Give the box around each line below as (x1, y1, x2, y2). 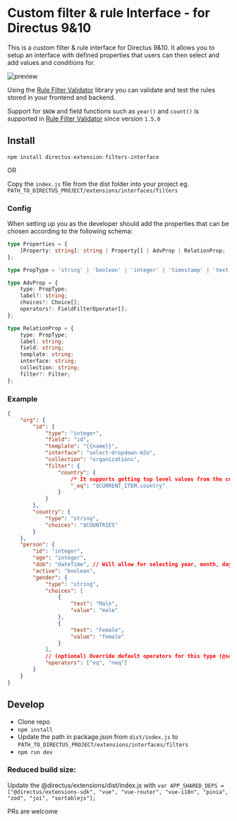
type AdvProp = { (7, 279, 59, 287)
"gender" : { (32, 574, 68, 581)
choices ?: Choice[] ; (20, 299, 80, 306)
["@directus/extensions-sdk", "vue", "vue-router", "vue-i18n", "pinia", (7, 789, 229, 796)
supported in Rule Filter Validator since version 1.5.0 (7, 114, 161, 123)
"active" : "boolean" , (32, 567, 97, 575)
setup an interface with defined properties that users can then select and (7, 51, 220, 59)
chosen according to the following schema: (7, 227, 133, 236)
